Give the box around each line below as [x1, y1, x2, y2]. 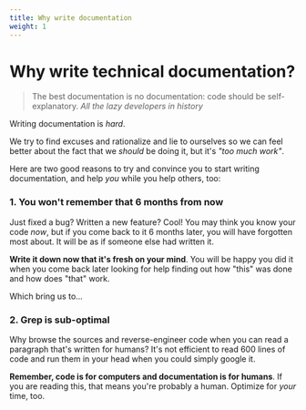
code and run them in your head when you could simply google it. [9, 354, 256, 364]
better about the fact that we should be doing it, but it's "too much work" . [9, 146, 285, 157]
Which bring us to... [9, 291, 84, 302]
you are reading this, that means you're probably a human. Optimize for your [9, 381, 297, 392]
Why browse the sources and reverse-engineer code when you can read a [9, 334, 289, 345]
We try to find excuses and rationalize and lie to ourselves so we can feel [9, 136, 284, 147]
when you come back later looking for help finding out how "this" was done [9, 263, 293, 274]
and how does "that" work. [9, 272, 110, 283]
